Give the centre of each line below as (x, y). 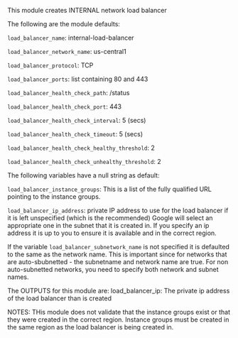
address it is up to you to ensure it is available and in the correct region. (112, 233)
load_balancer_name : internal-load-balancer (71, 38)
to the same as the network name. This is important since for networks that (117, 254)
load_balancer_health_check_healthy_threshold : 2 (81, 148)
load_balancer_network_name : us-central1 (67, 51)
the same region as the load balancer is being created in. (91, 327)
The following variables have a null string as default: (83, 175)
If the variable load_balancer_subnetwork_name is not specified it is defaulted (118, 247)
